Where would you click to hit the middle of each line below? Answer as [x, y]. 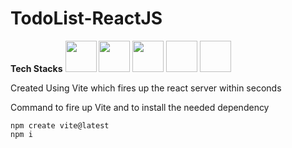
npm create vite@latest [60, 125]
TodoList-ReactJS [86, 18]
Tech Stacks [36, 68]
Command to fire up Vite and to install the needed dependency [140, 107]
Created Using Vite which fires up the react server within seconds [146, 88]
